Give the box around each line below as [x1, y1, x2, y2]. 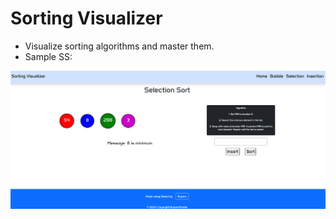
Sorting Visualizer [10, 7, 163, 30]
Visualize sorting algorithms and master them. [24, 40, 215, 52]
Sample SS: [24, 50, 73, 62]
